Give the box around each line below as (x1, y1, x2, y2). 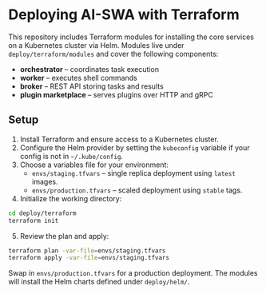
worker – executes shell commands (19, 73, 137, 82)
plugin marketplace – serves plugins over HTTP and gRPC (19, 89, 213, 99)
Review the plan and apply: (19, 231, 109, 240)
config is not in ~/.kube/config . (19, 151, 124, 161)
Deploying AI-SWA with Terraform (8, 6, 240, 24)
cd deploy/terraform (8, 209, 77, 217)
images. (31, 177, 58, 186)
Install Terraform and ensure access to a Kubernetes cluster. (19, 134, 220, 144)
